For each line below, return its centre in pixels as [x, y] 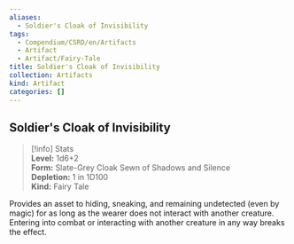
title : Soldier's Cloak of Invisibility [85, 67]
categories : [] [37, 91]
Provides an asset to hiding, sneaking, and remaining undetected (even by [144, 204]
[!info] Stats [52, 149]
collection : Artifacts [51, 75]
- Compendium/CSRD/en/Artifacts [77, 42]
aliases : [25, 17]
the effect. [28, 232]
